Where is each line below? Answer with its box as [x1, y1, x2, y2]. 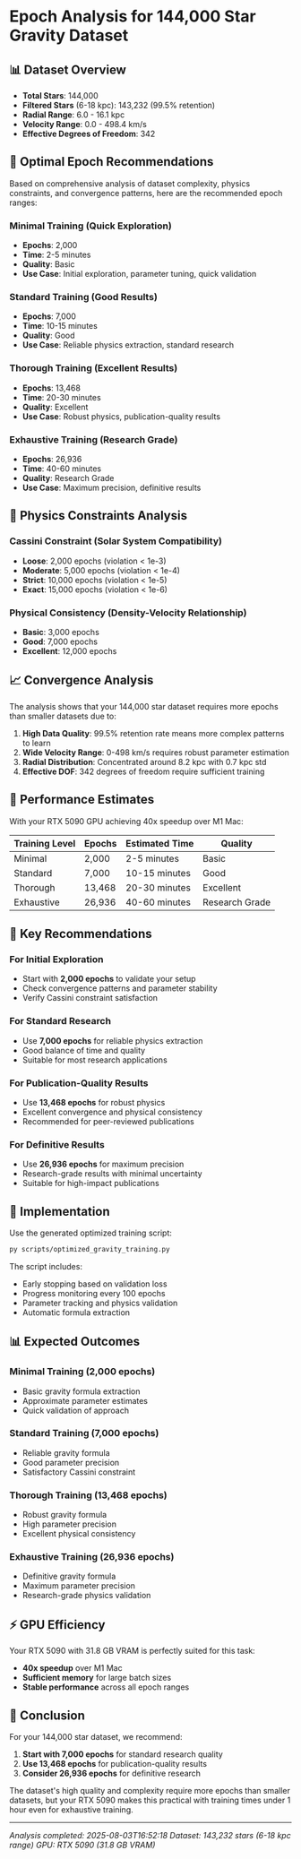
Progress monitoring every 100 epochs [21, 1287, 166, 1298]
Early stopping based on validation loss [21, 1278, 168, 1289]
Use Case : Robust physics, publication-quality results [21, 410, 221, 422]
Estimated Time [125, 837, 194, 849]
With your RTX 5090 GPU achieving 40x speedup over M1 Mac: [9, 815, 244, 826]
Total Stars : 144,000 [21, 90, 99, 100]
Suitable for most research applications [21, 1054, 168, 1065]
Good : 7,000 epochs [21, 636, 99, 647]
